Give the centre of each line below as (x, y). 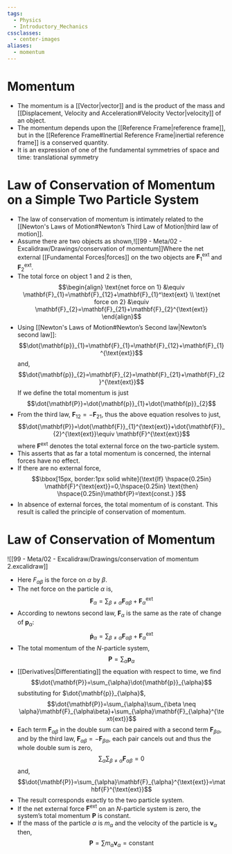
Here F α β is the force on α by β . (62, 580)
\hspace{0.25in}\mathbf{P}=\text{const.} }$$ (122, 494)
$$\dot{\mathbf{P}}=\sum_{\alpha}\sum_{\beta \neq (122, 704)
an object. (32, 120)
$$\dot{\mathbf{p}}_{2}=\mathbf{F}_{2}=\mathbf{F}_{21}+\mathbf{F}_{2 (122, 374)
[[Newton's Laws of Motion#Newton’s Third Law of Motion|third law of (118, 226)
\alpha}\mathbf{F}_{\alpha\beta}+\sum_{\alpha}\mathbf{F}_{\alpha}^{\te (121, 711)
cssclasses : (24, 33)
